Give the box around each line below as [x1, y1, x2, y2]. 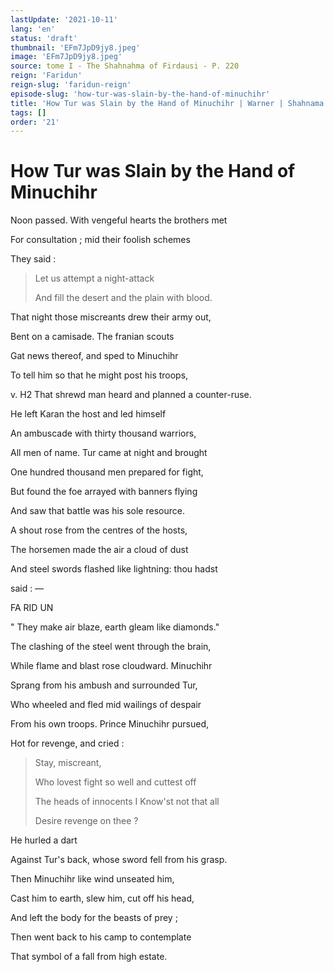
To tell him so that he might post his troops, [10, 369, 189, 381]
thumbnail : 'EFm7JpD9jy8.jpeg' [10, 42, 141, 53]
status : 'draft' [10, 33, 78, 43]
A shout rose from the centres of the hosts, [10, 524, 188, 536]
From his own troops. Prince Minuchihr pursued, [10, 718, 210, 730]
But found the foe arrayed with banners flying [10, 486, 198, 498]
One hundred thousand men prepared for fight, [10, 466, 204, 478]
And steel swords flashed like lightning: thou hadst [10, 563, 218, 575]
